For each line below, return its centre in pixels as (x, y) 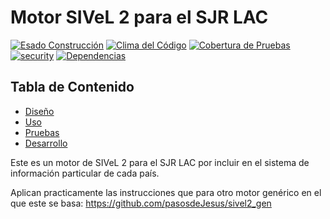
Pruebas (42, 132)
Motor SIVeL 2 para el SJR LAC (139, 17)
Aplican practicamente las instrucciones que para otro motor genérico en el (166, 192)
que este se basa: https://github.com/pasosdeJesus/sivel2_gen (141, 203)
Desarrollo (46, 143)
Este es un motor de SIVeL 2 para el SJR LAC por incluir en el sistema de (160, 162)
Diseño (39, 111)
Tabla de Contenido (72, 87)
